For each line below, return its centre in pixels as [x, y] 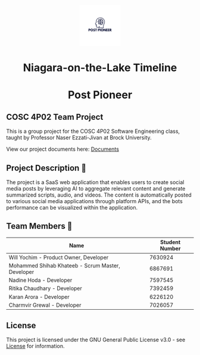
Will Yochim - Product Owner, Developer [59, 257]
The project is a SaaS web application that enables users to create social [95, 182]
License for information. [35, 346]
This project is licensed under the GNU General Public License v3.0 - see [96, 340]
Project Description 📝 [46, 168]
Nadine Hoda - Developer [40, 280]
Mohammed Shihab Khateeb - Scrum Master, [64, 265]
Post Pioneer [100, 95]
